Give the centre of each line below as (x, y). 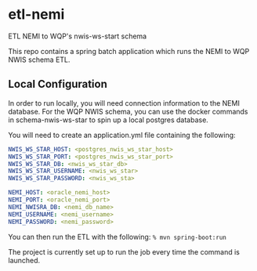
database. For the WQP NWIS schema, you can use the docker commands (128, 111)
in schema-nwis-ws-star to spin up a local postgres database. (109, 120)
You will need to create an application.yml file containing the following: (122, 135)
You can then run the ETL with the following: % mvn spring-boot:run (118, 237)
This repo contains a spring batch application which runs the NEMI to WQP (129, 51)
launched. (24, 260)
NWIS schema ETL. (39, 60)
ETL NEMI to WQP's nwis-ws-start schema (78, 36)
